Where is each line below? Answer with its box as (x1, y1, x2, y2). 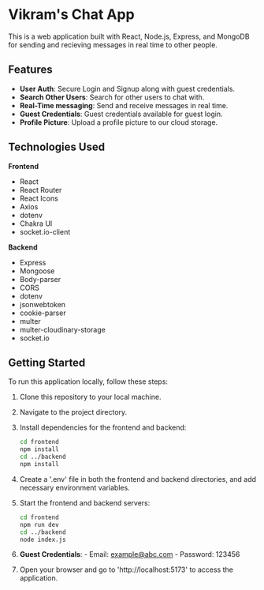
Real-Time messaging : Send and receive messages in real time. (19, 100, 229, 110)
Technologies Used (8, 141, 105, 154)
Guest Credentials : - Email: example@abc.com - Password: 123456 (19, 550, 240, 559)
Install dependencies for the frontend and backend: (19, 423, 187, 432)
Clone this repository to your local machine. (19, 393, 162, 402)
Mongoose (19, 266, 55, 276)
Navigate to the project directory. (19, 408, 128, 417)
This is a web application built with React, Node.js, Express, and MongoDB (8, 32, 250, 41)
